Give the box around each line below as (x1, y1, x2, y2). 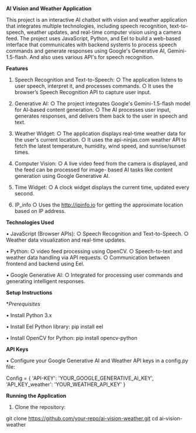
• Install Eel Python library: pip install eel (6, 323, 104, 330)
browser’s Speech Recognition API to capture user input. (14, 89, 152, 95)
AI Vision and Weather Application (6, 5, 92, 12)
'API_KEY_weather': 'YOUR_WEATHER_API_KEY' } (6, 381, 126, 388)
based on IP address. (14, 208, 66, 214)
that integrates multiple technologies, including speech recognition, (6, 23, 169, 29)
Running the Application (6, 392, 66, 399)
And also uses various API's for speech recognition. (29, 54, 154, 60)
